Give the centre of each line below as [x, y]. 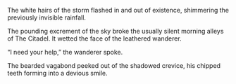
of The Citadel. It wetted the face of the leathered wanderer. [94, 38]
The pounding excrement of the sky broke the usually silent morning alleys [116, 31]
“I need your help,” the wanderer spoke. [65, 52]
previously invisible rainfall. [47, 17]
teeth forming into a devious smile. [57, 73]
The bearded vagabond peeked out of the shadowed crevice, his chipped [114, 65]
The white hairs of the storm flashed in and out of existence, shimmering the [118, 10]
